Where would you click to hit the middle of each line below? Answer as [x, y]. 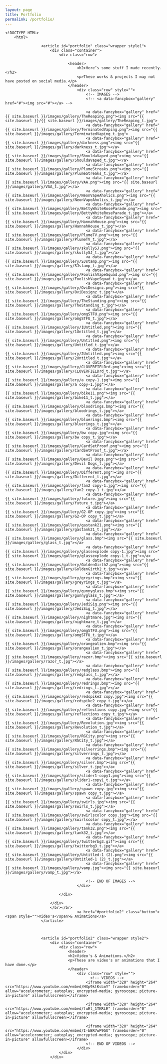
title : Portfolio [23, 15]
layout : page [19, 10]
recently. [152, 68]
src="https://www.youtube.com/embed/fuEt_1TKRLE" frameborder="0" [76, 1009]
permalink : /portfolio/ [30, 19]
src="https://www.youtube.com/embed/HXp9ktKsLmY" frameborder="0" [76, 987]
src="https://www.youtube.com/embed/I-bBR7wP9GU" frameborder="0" [76, 1031]
